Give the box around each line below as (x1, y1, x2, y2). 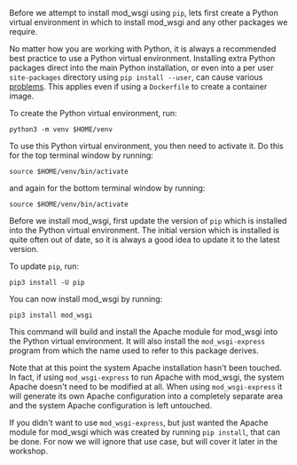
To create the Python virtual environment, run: (9, 108, 177, 118)
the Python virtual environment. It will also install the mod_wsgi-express (9, 336, 266, 346)
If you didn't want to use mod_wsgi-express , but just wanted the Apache (9, 417, 269, 428)
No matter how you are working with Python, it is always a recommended (9, 43, 277, 54)
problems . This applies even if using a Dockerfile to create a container (9, 82, 268, 91)
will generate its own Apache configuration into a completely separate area (9, 390, 284, 401)
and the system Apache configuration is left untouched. (9, 400, 213, 411)
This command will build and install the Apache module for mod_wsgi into (9, 327, 278, 336)
